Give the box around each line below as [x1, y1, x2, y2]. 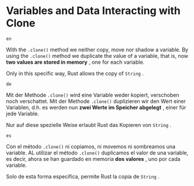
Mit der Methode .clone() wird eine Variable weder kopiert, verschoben [6, 91, 179, 98]
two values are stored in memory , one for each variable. [6, 58, 145, 66]
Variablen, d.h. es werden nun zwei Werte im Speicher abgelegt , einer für [6, 104, 186, 111]
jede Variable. [6, 110, 39, 117]
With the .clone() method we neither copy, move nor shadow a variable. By [6, 46, 189, 53]
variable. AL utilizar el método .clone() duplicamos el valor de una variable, [6, 149, 189, 156]
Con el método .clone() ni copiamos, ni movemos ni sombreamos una [6, 143, 176, 150]
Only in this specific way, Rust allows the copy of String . [6, 70, 144, 77]
